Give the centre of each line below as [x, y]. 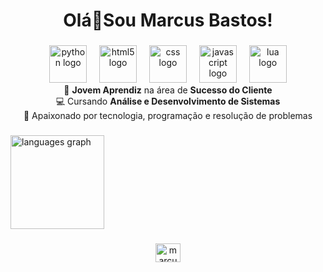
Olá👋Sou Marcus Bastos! [168, 20]
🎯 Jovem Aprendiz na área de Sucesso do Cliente [168, 90]
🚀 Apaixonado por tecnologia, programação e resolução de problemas [168, 116]
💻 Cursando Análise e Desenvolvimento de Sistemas [168, 101]
